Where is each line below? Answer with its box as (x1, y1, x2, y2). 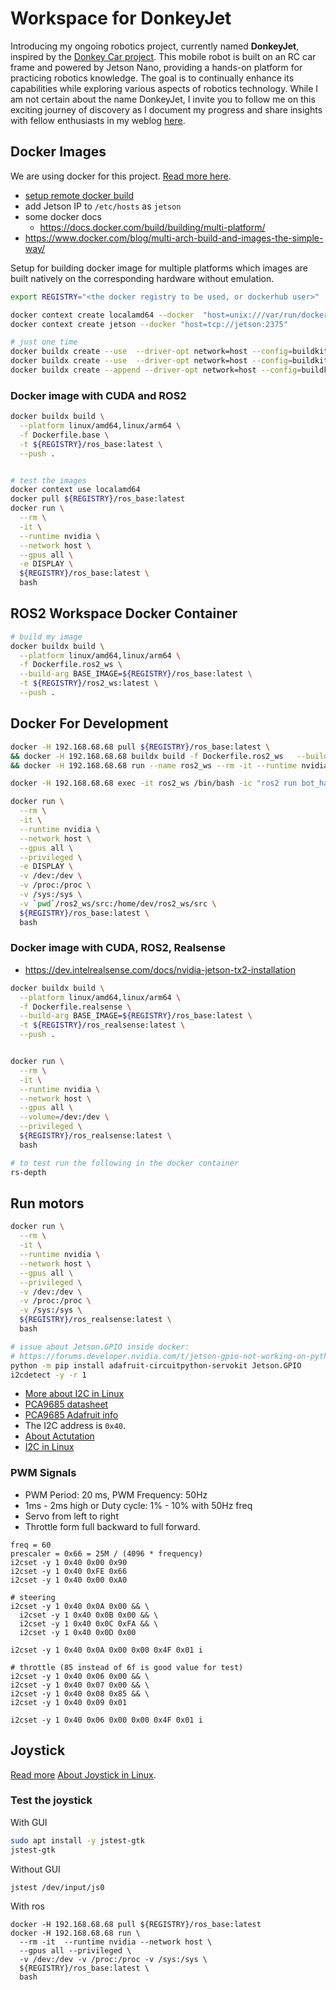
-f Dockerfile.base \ (19, 430, 110, 440)
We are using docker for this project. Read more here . (10, 170, 232, 182)
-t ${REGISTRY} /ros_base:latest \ (19, 439, 163, 449)
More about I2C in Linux (24, 1388, 125, 1400)
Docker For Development (10, 715, 169, 732)
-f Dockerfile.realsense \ (19, 1002, 132, 1012)
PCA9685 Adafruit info (24, 1409, 119, 1421)
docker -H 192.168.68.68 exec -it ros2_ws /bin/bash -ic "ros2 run (10, 778, 298, 789)
